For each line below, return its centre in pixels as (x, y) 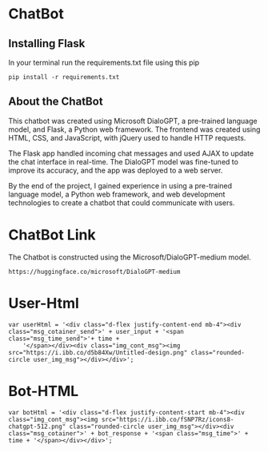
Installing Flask (47, 44)
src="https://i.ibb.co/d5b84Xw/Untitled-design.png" (98, 352)
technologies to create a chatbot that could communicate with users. (122, 202)
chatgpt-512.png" (37, 426)
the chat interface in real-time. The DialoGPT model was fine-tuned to (123, 161)
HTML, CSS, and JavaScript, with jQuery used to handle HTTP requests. (127, 137)
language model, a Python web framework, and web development (117, 194)
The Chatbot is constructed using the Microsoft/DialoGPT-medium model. (130, 257)
